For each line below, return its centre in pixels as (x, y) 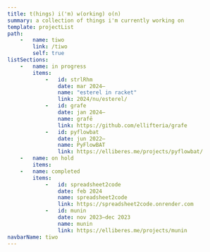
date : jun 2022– (81, 138)
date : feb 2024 (80, 191)
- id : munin (66, 211)
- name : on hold (47, 158)
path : (15, 34)
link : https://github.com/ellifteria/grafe (123, 125)
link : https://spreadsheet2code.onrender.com (125, 204)
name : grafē (75, 119)
